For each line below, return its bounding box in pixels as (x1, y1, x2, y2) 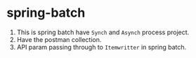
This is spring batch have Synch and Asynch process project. (16, 28, 190, 36)
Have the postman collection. (16, 35, 102, 43)
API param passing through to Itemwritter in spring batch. (16, 43, 187, 51)
